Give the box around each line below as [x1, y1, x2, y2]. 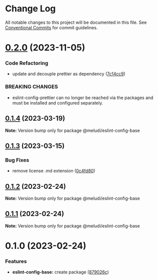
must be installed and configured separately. [12, 100, 103, 106]
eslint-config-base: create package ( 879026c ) [12, 269, 109, 275]
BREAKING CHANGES [5, 83, 58, 90]
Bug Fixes [5, 157, 30, 164]
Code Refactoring [5, 60, 48, 67]
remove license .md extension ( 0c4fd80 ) [12, 168, 95, 174]
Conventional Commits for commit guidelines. [5, 24, 98, 30]
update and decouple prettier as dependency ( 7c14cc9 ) [12, 71, 126, 77]
